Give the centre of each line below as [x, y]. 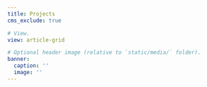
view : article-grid [36, 40]
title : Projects [31, 14]
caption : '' [32, 66]
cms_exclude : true [34, 21]
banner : [19, 59]
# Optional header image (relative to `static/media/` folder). [104, 53]
